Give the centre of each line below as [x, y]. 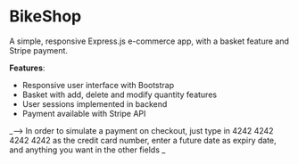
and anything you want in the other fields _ [87, 150]
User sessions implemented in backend [95, 103]
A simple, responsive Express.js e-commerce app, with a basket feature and [149, 41]
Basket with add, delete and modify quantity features [119, 94]
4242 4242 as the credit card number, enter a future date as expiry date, [143, 140]
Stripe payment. [39, 50]
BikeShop [46, 16]
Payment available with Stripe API [84, 113]
